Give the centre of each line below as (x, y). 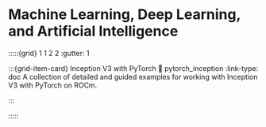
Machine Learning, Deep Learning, (124, 15)
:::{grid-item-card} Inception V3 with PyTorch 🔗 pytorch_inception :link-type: (133, 68)
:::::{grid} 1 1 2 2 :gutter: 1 (49, 53)
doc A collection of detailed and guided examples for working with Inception (133, 77)
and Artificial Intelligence (93, 31)
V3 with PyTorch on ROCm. (53, 85)
